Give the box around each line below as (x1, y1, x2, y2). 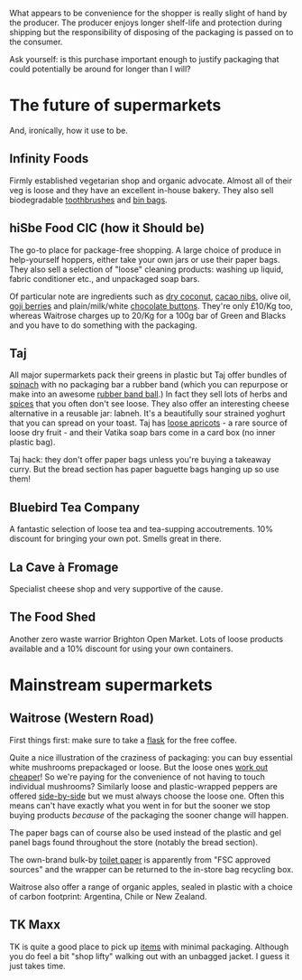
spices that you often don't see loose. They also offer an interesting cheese (9, 398, 290, 409)
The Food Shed (9, 610, 96, 625)
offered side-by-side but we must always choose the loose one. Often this (9, 790, 285, 801)
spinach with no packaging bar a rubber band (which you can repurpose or (9, 379, 288, 390)
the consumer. (9, 36, 63, 47)
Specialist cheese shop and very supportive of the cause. (9, 583, 224, 594)
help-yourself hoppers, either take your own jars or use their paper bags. (9, 254, 281, 265)
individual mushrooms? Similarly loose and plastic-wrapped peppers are (9, 780, 278, 791)
